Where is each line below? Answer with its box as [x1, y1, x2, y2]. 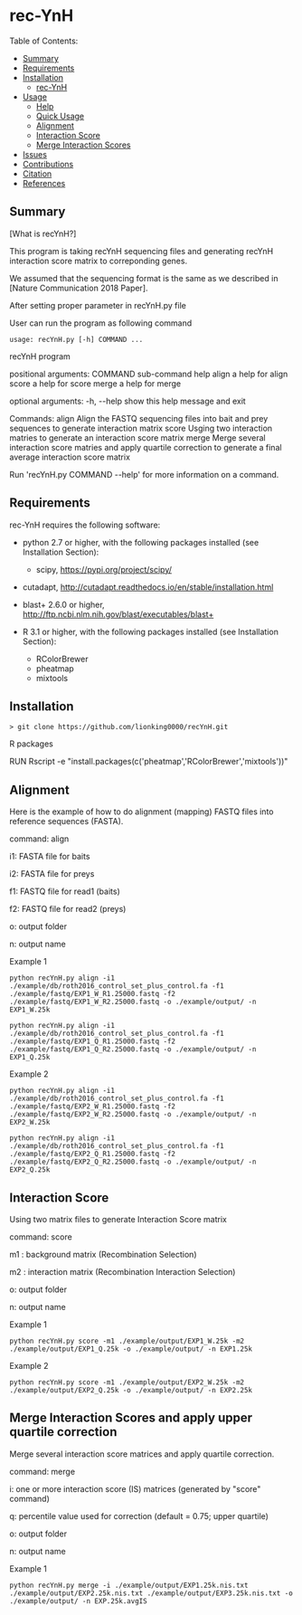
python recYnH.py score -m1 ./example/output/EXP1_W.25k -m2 [9, 1336, 245, 1345]
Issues [22, 148, 48, 159]
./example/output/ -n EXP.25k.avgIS [9, 1596, 147, 1606]
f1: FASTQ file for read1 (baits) [9, 886, 120, 897]
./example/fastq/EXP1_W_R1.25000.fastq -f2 [9, 990, 176, 999]
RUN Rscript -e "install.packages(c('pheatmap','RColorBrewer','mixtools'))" [9, 756, 288, 767]
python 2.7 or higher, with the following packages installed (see [22, 537, 260, 547]
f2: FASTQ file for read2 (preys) [9, 904, 127, 915]
